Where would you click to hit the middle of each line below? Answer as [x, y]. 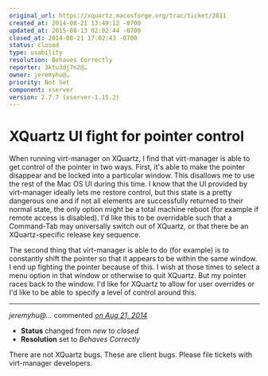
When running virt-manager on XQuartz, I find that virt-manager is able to [130, 159]
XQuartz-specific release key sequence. [75, 235]
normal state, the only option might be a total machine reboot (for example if [134, 210]
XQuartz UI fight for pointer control [127, 137]
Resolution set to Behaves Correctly [80, 339]
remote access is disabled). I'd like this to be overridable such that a [121, 218]
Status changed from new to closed [80, 331]
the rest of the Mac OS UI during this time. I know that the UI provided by [128, 184]
